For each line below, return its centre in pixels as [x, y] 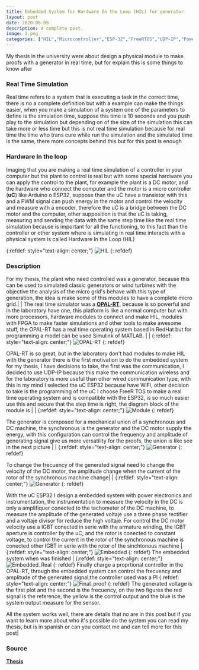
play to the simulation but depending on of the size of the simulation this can [99, 122]
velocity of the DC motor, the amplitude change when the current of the [93, 471]
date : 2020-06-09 [28, 23]
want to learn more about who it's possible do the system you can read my [97, 620]
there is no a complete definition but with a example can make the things [95, 103]
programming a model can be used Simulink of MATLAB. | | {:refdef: [89, 336]
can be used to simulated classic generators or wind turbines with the [91, 285]
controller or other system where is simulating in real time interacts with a [96, 233]
